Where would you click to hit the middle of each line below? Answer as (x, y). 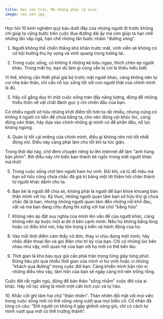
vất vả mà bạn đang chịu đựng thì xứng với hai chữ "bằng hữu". (75, 207)
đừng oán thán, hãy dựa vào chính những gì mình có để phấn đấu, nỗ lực (78, 122)
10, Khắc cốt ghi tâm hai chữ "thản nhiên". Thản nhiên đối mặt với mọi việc (80, 296)
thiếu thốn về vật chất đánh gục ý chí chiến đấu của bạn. (69, 102)
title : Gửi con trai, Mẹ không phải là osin (51, 10)
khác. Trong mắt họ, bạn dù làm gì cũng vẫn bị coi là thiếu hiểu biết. (80, 68)
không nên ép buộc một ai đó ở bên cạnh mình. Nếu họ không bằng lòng (85, 221)
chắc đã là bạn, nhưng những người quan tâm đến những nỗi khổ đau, (82, 201)
